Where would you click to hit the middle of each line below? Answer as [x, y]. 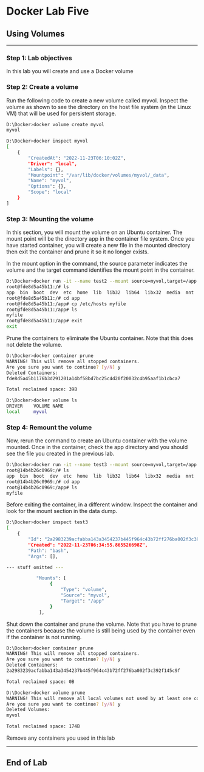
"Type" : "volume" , [84, 590]
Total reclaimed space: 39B [42, 389]
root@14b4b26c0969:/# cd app [43, 482]
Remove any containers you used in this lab [61, 738]
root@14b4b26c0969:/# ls [38, 470]
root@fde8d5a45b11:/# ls [38, 287]
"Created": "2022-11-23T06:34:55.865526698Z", [88, 545]
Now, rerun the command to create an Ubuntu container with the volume [97, 441]
